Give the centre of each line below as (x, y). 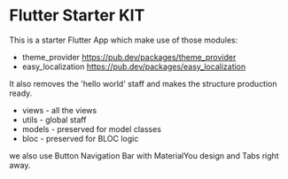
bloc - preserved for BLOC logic (80, 138)
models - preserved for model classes (92, 128)
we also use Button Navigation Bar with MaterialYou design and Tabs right (144, 155)
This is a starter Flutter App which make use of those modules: (124, 40)
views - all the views (59, 110)
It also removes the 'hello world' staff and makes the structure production (143, 83)
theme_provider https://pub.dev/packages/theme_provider (129, 57)
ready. (21, 93)
